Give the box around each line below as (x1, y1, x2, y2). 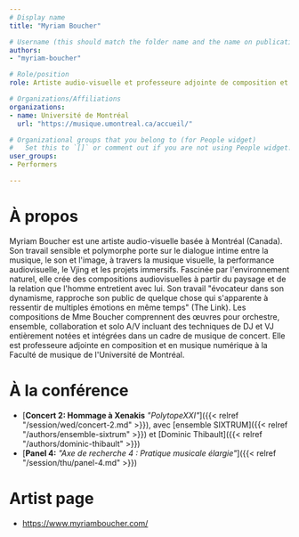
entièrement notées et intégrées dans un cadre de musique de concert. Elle (9, 330, 287, 341)
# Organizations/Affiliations (9, 94, 122, 103)
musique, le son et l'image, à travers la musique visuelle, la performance (9, 255, 275, 265)
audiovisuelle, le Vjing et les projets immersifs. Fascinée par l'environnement (9, 264, 290, 274)
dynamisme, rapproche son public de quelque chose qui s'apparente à (9, 292, 269, 303)
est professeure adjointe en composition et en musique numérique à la (9, 339, 269, 350)
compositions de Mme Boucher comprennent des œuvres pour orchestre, (9, 311, 280, 321)
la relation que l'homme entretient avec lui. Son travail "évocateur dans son (9, 282, 285, 294)
